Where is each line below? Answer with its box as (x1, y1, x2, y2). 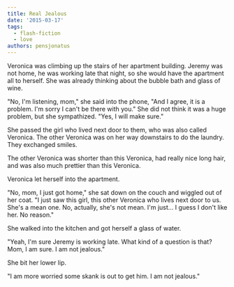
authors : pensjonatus (7, 42, 71, 49)
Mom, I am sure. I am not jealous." (7, 245, 105, 253)
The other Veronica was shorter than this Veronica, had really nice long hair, (7, 154, 226, 162)
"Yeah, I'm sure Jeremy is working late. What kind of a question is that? (7, 238, 212, 246)
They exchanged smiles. (7, 141, 78, 148)
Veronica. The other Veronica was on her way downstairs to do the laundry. (7, 133, 225, 141)
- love (13, 36, 33, 43)
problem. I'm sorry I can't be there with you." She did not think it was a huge (7, 105, 226, 113)
